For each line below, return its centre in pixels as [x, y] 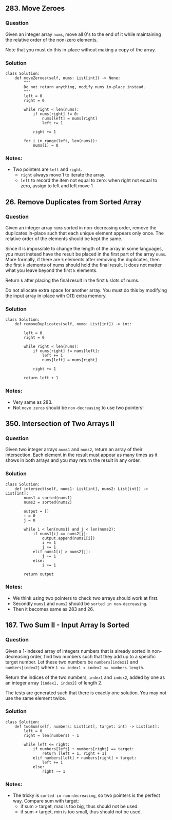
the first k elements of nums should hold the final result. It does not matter [84, 265]
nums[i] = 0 [45, 145]
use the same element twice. [36, 698]
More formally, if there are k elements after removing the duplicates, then [83, 259]
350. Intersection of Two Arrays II [60, 424]
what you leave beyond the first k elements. [51, 270]
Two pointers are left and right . [47, 169]
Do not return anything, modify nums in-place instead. [85, 87]
